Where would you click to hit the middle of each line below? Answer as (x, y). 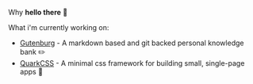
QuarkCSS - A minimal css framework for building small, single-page (132, 63)
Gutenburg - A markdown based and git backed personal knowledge (132, 43)
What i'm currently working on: (59, 27)
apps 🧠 (31, 72)
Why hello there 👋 (38, 12)
